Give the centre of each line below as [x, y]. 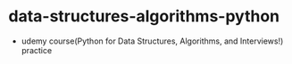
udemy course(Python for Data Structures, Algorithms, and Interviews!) [152, 41]
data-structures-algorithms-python [144, 16]
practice [37, 50]
